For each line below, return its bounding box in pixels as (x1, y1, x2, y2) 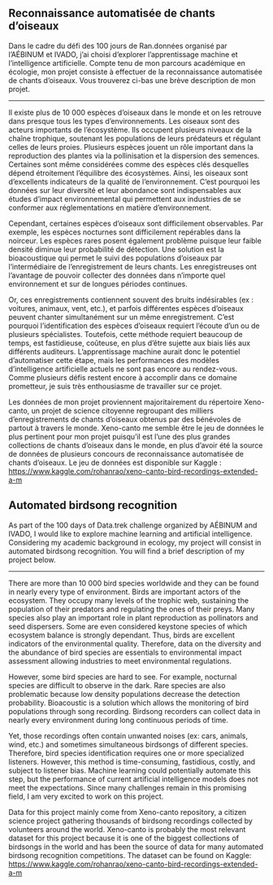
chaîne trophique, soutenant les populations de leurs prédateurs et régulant (8, 134, 262, 143)
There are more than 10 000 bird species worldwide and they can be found (8, 578, 259, 588)
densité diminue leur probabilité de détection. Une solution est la (8, 244, 225, 254)
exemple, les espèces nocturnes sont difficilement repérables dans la (8, 227, 241, 237)
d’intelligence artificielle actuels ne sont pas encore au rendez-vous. (8, 364, 238, 374)
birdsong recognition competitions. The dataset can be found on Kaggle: (8, 850, 252, 860)
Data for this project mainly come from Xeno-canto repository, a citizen (8, 807, 247, 817)
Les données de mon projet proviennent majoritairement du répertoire (8, 396, 242, 406)
